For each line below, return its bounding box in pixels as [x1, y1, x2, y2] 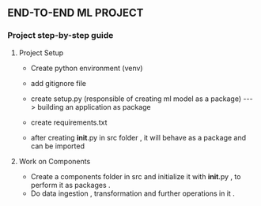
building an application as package [37, 102, 151, 111]
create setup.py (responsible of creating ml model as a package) [30, 94, 242, 103]
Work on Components [18, 156, 91, 166]
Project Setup [18, 47, 64, 58]
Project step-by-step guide [7, 30, 114, 41]
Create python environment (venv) [30, 63, 143, 73]
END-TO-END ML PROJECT [7, 6, 144, 20]
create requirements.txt [30, 118, 108, 127]
